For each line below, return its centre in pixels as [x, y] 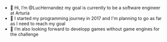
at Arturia [20, 13]
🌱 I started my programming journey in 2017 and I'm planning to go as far [86, 18]
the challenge [24, 34]
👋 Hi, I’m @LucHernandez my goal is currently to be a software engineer [85, 8]
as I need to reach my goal [38, 23]
